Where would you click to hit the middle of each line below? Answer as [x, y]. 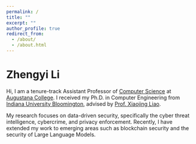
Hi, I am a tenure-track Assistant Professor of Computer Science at [89, 91]
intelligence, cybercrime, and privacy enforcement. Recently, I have [89, 122]
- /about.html [29, 45]
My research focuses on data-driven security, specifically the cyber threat [98, 115]
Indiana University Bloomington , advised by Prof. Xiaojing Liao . [84, 104]
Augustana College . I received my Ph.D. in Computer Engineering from [93, 97]
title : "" [19, 17]
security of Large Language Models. [51, 134]
